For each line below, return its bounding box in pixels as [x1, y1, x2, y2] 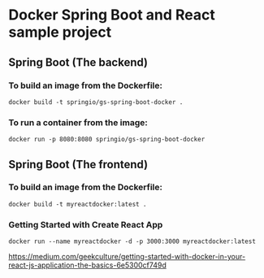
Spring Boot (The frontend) [8, 157, 149, 172]
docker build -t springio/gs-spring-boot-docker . [8, 98, 184, 106]
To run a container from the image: [8, 116, 148, 128]
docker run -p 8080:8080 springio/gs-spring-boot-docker [8, 136, 206, 144]
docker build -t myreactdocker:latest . [8, 200, 148, 208]
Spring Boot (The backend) [8, 55, 149, 69]
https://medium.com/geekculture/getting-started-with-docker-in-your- [8, 252, 246, 262]
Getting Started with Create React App [8, 219, 163, 230]
